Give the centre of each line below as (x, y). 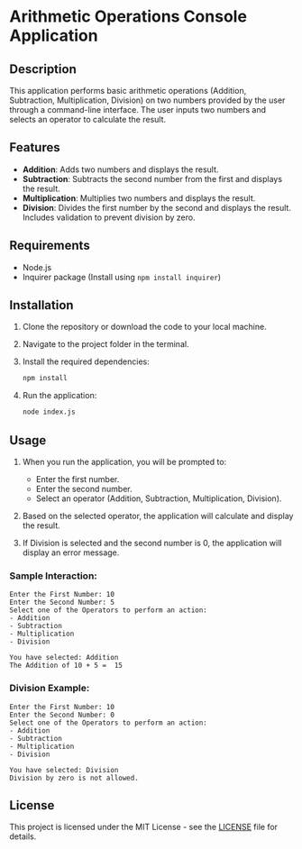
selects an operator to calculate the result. (88, 119)
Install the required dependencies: (86, 361)
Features (35, 147)
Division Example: (50, 689)
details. (23, 836)
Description (43, 69)
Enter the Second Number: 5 (62, 603)
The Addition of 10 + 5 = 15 (66, 666)
